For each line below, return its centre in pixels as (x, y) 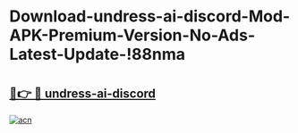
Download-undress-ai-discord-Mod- (150, 17)
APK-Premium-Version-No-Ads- (132, 35)
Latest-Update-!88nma (98, 54)
